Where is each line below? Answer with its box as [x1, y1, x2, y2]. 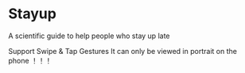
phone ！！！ [8, 56, 52, 65]
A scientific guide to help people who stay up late [8, 31, 170, 40]
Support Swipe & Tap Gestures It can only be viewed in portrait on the [8, 46, 237, 56]
